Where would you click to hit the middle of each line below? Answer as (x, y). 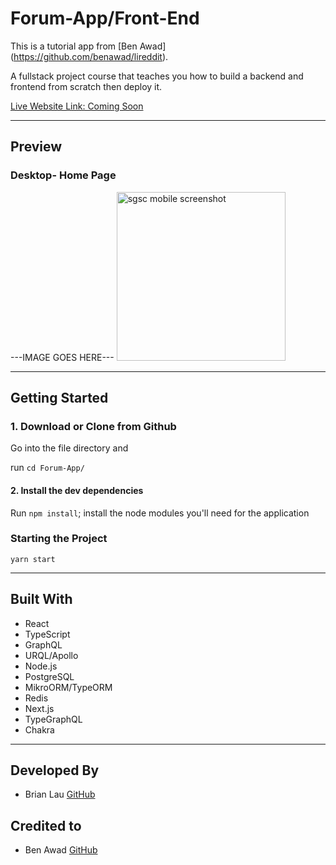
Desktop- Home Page (63, 175)
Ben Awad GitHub (61, 850)
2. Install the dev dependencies (77, 490)
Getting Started (59, 398)
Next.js (39, 708)
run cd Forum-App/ (47, 468)
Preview (36, 147)
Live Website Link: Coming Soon (77, 106)
